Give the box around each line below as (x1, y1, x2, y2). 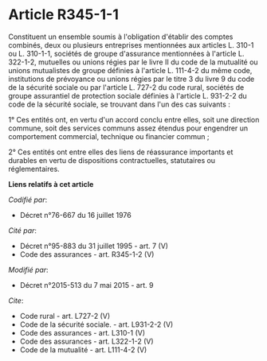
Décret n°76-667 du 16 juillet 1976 (19, 210, 132, 219)
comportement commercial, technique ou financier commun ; (8, 131, 210, 141)
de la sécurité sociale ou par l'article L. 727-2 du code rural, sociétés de (8, 82, 245, 92)
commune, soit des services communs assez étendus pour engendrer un (8, 123, 249, 133)
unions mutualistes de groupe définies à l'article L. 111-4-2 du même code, (8, 65, 253, 75)
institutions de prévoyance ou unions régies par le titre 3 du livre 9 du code (8, 74, 255, 83)
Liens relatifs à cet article (8, 179, 94, 188)
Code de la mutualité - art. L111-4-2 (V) (19, 344, 147, 355)
